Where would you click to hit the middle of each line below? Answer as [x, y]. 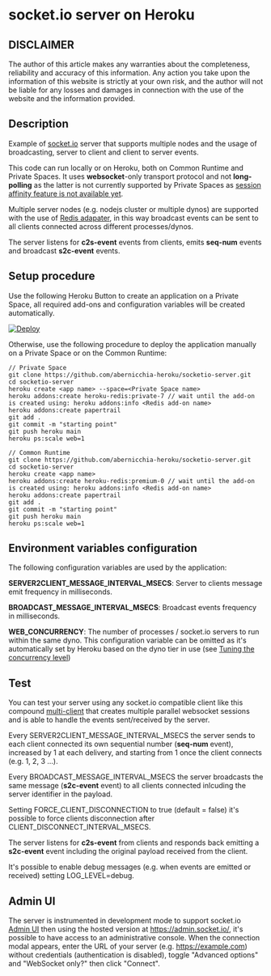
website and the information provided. [72, 98]
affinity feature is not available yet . [66, 193]
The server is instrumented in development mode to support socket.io [125, 921]
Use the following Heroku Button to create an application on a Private [123, 295]
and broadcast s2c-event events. [64, 250]
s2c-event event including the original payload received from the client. [128, 851]
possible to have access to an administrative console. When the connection [134, 938]
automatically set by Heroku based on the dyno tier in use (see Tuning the [131, 649]
